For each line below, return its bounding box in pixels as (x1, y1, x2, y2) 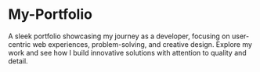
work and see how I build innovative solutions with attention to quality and (8, 48, 247, 57)
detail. (8, 56, 29, 66)
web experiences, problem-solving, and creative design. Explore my (32, 39, 253, 49)
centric (8, 39, 31, 49)
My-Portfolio (8, 5, 92, 23)
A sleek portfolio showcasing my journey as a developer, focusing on (8, 31, 231, 41)
